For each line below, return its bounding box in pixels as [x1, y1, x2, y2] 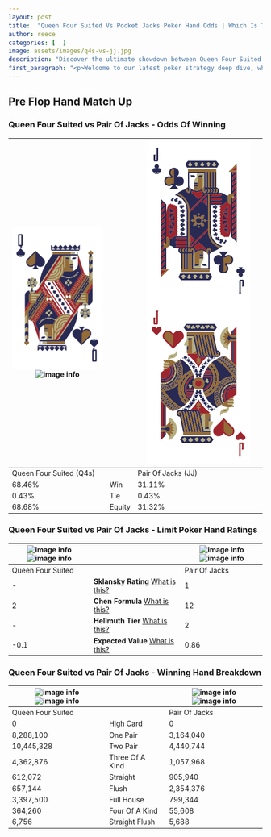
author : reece [8, 30, 56, 38]
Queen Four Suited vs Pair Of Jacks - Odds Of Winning [8, 119, 226, 131]
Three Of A [108, 752, 146, 762]
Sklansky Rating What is [94, 577, 176, 586]
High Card [108, 718, 143, 729]
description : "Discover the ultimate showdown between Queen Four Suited [8, 56, 262, 64]
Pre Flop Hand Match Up [8, 95, 133, 109]
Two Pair [108, 741, 139, 751]
